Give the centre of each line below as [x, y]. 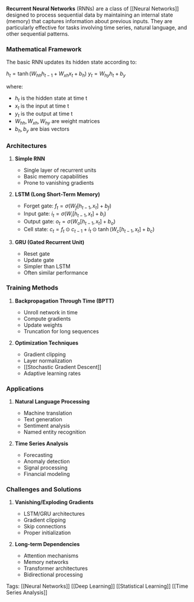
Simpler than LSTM [47, 266]
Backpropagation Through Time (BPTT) [64, 301]
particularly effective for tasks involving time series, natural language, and [97, 27]
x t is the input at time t [42, 106]
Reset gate [37, 253]
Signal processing [46, 468]
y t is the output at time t [44, 114]
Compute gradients [47, 319]
